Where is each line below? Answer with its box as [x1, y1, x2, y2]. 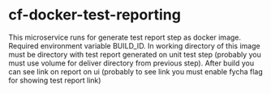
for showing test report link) [8, 75, 101, 85]
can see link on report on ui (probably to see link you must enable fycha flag [8, 66, 264, 76]
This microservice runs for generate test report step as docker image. [8, 32, 242, 42]
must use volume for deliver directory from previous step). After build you [8, 58, 255, 68]
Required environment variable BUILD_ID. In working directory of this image [8, 40, 261, 50]
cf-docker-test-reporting [8, 6, 181, 24]
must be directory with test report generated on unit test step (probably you [8, 49, 262, 59]
